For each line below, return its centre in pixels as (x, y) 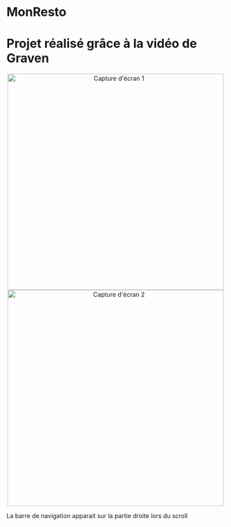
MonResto (37, 12)
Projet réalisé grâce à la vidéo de (102, 44)
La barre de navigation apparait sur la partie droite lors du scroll (97, 516)
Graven (28, 58)
